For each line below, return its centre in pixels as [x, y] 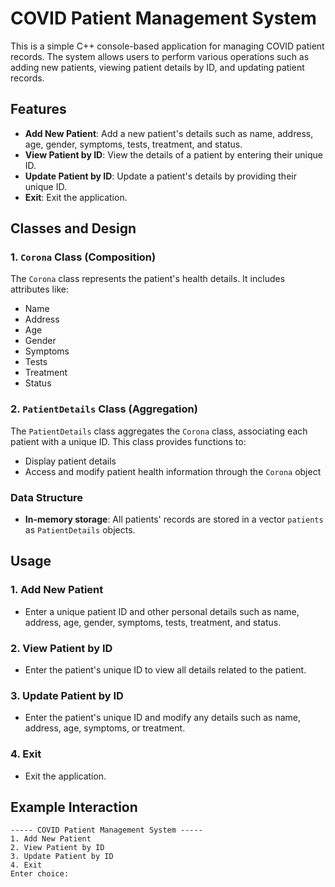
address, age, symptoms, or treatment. [105, 728]
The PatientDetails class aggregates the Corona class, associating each [159, 431]
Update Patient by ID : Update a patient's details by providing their [160, 176]
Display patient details [70, 461]
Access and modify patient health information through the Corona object [173, 471]
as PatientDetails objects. [80, 530]
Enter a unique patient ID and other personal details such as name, [162, 611]
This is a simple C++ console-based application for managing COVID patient [167, 46]
